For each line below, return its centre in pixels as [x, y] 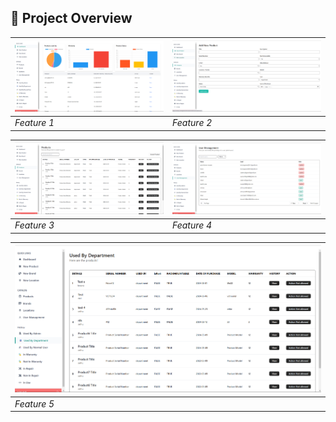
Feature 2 [192, 123]
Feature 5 [34, 403]
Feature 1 [34, 123]
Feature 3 [34, 225]
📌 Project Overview [71, 18]
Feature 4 [192, 225]
